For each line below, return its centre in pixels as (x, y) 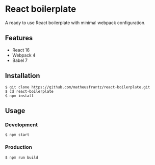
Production (19, 147)
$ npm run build (22, 157)
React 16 (21, 50)
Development (22, 125)
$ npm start (17, 135)
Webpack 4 (24, 55)
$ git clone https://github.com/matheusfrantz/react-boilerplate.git (78, 87)
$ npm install (20, 96)
